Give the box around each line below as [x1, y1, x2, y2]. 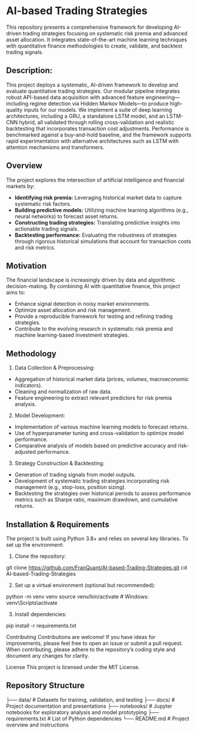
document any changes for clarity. [6, 652, 89, 659]
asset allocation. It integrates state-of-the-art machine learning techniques [6, 36, 187, 43]
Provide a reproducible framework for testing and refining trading [14, 313, 173, 320]
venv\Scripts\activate [6, 600, 58, 606]
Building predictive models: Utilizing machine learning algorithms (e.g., [14, 206, 189, 213]
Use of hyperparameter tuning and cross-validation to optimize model [14, 430, 184, 437]
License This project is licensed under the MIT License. [6, 664, 140, 671]
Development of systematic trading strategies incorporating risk [14, 477, 169, 484]
